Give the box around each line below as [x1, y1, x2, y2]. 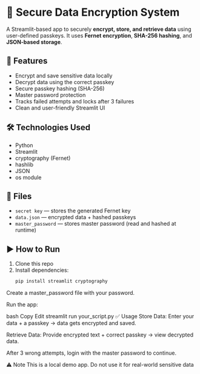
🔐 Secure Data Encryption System [6, 5, 180, 19]
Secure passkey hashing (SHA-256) [15, 85, 105, 92]
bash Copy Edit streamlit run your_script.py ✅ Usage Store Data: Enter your [6, 313, 195, 320]
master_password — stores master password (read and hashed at [15, 220, 177, 228]
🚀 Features [6, 56, 48, 66]
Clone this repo [15, 260, 53, 267]
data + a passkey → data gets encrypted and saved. [6, 320, 136, 327]
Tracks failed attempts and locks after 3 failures [15, 97, 135, 105]
